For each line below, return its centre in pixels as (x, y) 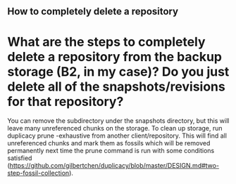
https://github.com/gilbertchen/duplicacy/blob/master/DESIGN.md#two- (114, 166)
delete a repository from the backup (115, 57)
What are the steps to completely (106, 42)
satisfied (20, 158)
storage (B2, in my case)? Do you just (118, 71)
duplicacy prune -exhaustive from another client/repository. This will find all (117, 136)
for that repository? (66, 101)
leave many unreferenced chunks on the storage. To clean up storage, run (115, 129)
